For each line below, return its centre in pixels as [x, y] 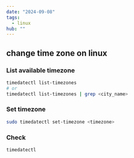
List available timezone [41, 70]
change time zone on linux [57, 53]
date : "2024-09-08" [31, 12]
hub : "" [16, 29]
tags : [13, 17]
